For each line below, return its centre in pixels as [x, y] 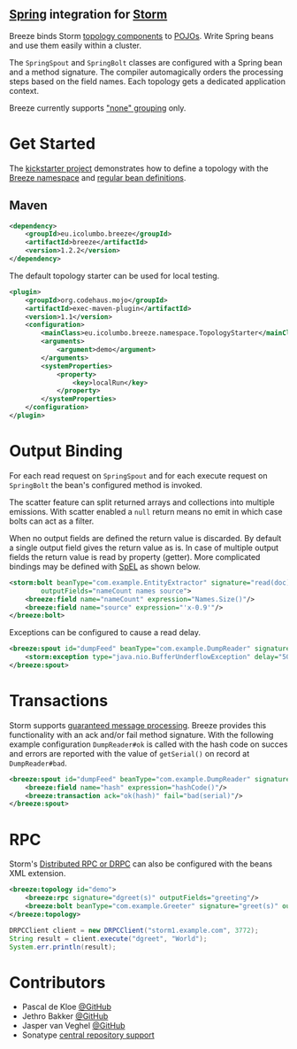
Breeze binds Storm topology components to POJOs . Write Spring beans [141, 35]
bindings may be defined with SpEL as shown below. [105, 566]
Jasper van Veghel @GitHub [73, 1026]
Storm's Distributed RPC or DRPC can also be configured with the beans [141, 864]
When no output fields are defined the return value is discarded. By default [145, 538]
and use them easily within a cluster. [76, 45]
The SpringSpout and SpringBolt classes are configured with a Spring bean [146, 62]
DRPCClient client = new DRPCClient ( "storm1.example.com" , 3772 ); [134, 930]
